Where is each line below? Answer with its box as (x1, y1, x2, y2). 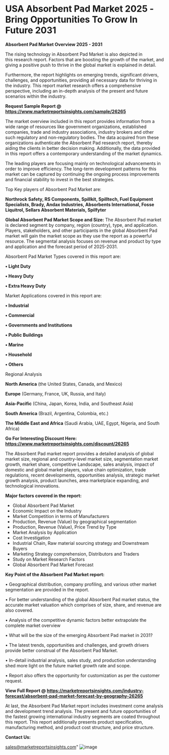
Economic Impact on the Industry (12, 507, 82, 514)
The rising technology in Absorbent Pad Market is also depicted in (5, 51, 143, 57)
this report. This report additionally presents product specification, (5, 719, 144, 725)
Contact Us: (5, 734, 31, 740)
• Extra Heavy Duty (5, 283, 46, 289)
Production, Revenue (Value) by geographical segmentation (12, 519, 137, 525)
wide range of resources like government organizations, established (5, 124, 147, 130)
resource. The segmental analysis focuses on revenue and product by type (5, 238, 161, 244)
